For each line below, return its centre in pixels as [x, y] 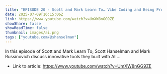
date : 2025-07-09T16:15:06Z [34, 14]
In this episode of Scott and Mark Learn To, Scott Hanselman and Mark [78, 51]
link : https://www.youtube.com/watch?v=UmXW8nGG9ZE [60, 19]
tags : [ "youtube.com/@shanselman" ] [42, 37]
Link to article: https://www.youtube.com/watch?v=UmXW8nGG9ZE [82, 66]
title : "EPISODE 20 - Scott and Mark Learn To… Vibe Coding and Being [80, 10]
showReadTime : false [27, 28]
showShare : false [23, 23]
